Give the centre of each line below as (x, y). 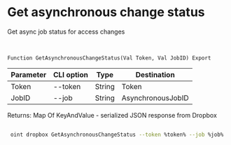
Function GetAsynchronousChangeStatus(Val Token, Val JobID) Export (109, 58)
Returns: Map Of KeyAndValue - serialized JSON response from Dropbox (112, 115)
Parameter (29, 74)
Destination (155, 74)
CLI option (71, 74)
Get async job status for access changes (66, 32)
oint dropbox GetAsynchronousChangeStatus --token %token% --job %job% (117, 134)
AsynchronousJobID (155, 97)
